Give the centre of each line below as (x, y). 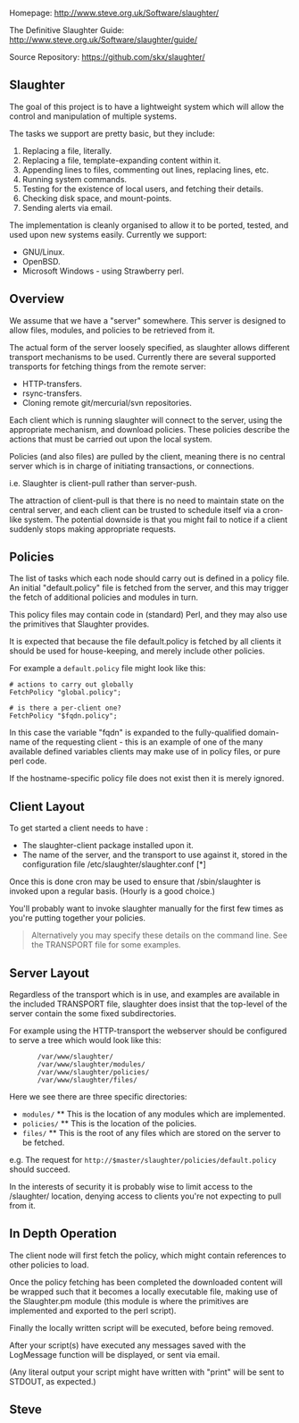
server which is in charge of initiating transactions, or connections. (132, 466)
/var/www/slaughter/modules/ (91, 1065)
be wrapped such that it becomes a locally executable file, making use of (144, 1292)
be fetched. (43, 1142)
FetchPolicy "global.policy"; (66, 693)
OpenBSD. (41, 261)
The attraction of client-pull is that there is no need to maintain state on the (147, 501)
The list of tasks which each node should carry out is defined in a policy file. (149, 578)
